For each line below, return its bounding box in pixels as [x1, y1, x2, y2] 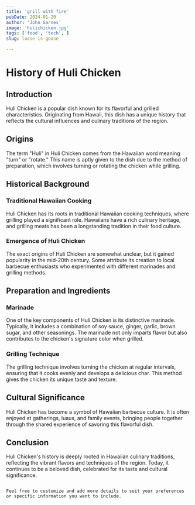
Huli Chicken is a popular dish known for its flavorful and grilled [6, 105, 159, 112]
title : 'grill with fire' [6, 8, 69, 15]
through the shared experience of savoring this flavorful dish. [6, 421, 154, 428]
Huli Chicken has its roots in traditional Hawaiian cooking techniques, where [6, 210, 189, 217]
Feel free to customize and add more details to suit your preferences [6, 488, 184, 494]
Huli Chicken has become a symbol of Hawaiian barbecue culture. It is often [6, 408, 189, 415]
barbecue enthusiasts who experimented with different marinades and [6, 263, 176, 270]
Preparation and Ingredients [6, 286, 111, 296]
